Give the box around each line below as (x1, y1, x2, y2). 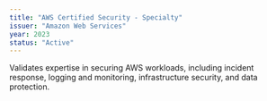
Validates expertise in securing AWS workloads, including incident (9, 63, 254, 73)
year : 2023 (9, 29, 50, 38)
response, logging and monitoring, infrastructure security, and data (9, 72, 258, 83)
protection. (9, 81, 50, 92)
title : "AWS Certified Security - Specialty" (9, 13, 182, 22)
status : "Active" (9, 38, 75, 47)
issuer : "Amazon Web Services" (9, 21, 127, 30)
